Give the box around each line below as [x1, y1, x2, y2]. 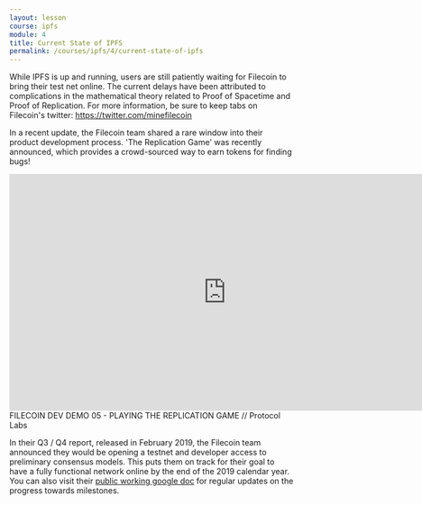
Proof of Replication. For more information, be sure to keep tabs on [9, 100, 259, 111]
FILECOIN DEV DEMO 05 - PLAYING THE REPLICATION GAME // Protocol [9, 410, 281, 421]
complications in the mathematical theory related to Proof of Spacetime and [9, 91, 291, 102]
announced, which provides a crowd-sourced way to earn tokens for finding [9, 146, 292, 158]
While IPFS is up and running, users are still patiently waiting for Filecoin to [9, 71, 287, 82]
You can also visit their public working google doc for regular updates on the [9, 475, 294, 487]
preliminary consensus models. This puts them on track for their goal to [9, 456, 275, 467]
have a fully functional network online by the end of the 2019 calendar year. [9, 466, 290, 477]
